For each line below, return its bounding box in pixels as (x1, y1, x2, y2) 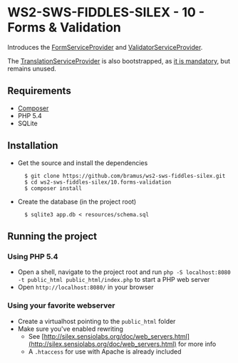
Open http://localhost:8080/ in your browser (17, 283, 154, 292)
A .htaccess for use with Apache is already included (28, 347, 182, 356)
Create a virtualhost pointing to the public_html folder (17, 317, 176, 325)
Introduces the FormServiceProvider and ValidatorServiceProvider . (7, 43, 203, 51)
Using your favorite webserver (7, 300, 115, 310)
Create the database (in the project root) (17, 197, 137, 206)
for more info (177, 340, 217, 348)
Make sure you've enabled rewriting (17, 325, 123, 333)
